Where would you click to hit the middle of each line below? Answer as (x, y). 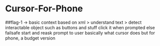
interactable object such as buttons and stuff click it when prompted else (80, 27)
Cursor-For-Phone (44, 9)
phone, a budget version (30, 38)
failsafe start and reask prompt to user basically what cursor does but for (80, 33)
